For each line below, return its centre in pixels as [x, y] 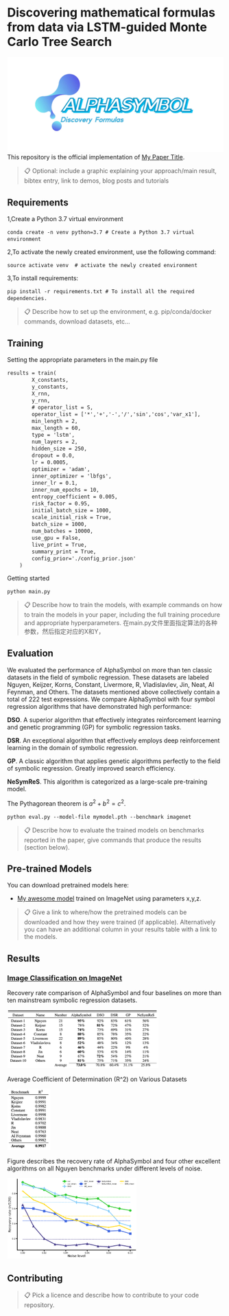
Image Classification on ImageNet [65, 978]
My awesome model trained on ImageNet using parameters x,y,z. [109, 898]
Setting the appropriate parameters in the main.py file [83, 360]
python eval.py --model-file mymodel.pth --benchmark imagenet [99, 817]
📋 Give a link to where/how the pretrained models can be [105, 912]
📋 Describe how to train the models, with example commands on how [123, 605]
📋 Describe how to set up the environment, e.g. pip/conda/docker [118, 312]
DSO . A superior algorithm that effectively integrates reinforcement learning [114, 720]
